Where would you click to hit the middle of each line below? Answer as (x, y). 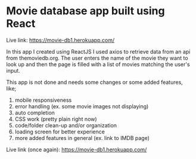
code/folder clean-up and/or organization (66, 125)
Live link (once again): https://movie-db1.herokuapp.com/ (77, 149)
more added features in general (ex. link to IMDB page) (82, 138)
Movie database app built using (85, 11)
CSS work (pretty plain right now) (56, 119)
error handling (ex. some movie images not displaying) (82, 106)
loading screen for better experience (60, 132)
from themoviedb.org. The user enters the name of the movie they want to (97, 58)
